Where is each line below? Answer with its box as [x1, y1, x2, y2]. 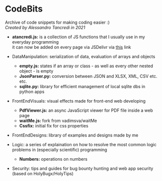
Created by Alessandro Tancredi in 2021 [5, 24, 86, 30]
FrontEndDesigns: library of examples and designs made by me [12, 132, 139, 138]
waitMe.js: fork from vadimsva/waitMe [19, 118, 98, 123]
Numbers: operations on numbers [19, 156, 88, 162]
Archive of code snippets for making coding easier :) [5, 19, 110, 25]
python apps [19, 89, 44, 94]
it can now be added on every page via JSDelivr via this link [12, 44, 132, 50]
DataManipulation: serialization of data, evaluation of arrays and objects [12, 53, 156, 59]
